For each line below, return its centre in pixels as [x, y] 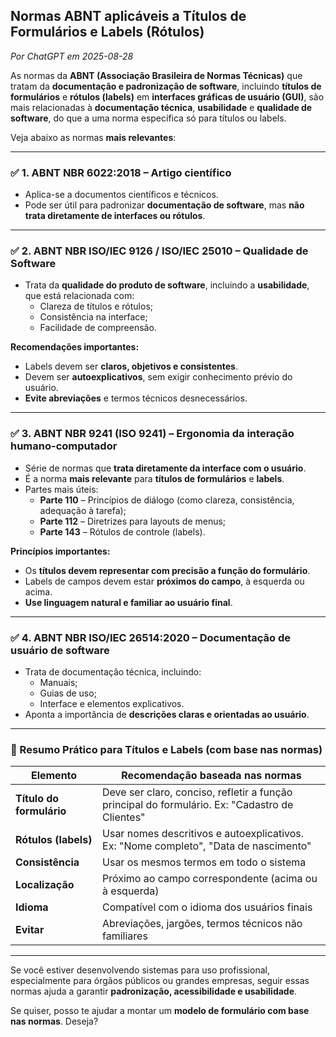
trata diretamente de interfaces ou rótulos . [115, 216]
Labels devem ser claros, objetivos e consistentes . [131, 366]
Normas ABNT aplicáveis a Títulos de [128, 16]
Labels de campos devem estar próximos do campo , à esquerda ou [164, 581]
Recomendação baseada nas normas [211, 776]
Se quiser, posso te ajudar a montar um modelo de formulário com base [160, 1011]
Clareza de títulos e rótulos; [96, 306]
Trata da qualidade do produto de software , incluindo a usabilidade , [167, 285]
